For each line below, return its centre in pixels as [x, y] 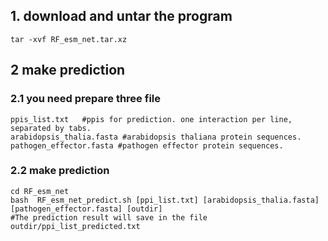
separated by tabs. [51, 128]
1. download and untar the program [121, 16]
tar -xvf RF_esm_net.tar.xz [69, 39]
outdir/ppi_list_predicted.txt [75, 226]
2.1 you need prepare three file [85, 99]
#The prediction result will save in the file [109, 217]
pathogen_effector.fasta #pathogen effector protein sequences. [147, 145]
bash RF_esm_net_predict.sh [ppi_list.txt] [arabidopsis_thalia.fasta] [165, 200]
